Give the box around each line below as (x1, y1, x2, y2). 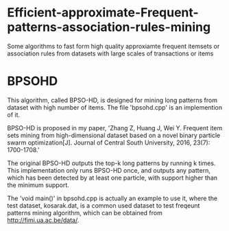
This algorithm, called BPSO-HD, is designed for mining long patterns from (7, 96, 218, 104)
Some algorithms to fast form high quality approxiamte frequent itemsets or (7, 42, 220, 50)
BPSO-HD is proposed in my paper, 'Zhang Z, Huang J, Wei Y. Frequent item (7, 123, 223, 132)
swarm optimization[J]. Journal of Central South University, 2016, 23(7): (7, 138, 210, 147)
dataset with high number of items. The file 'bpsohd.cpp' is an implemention (7, 103, 223, 111)
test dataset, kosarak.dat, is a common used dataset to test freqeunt (7, 201, 200, 210)
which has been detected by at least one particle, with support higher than (7, 173, 218, 182)
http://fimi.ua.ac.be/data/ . (7, 216, 80, 224)
